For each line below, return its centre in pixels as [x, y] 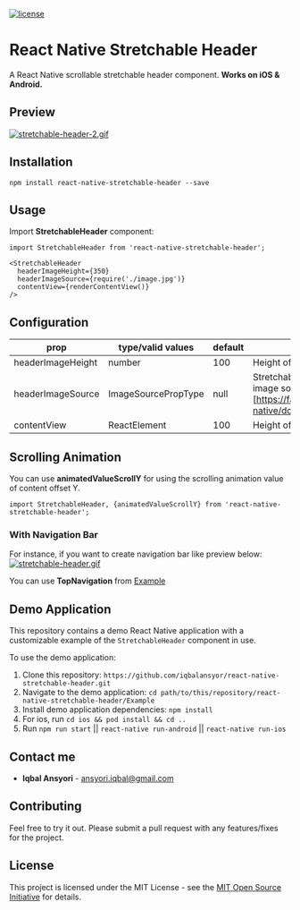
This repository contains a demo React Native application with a [126, 631]
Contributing [46, 807]
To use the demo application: [62, 658]
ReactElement [137, 425]
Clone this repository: [62, 675]
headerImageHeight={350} [63, 272]
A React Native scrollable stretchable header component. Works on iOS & [145, 74]
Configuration [49, 322]
